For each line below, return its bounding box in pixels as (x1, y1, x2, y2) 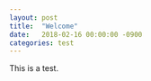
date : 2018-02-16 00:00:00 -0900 (9, 30, 143, 39)
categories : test (9, 38, 75, 48)
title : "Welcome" (9, 22, 78, 31)
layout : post (9, 13, 58, 22)
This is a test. (9, 63, 59, 74)
